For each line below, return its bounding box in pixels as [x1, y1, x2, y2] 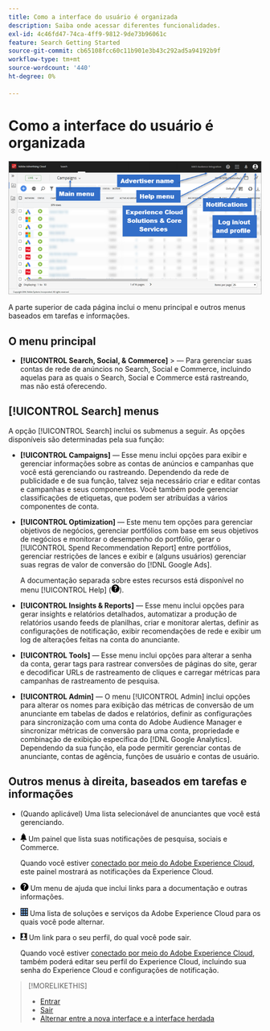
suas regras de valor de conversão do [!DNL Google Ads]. [19, 559, 212, 569]
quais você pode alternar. [19, 917, 105, 926]
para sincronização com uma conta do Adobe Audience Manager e [19, 717, 243, 727]
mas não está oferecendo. [19, 381, 107, 390]
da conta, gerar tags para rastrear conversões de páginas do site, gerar [19, 658, 257, 668]
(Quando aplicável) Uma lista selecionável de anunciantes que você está [19, 809, 261, 819]
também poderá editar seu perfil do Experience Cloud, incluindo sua [19, 956, 247, 966]
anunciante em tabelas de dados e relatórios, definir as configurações [19, 708, 252, 718]
